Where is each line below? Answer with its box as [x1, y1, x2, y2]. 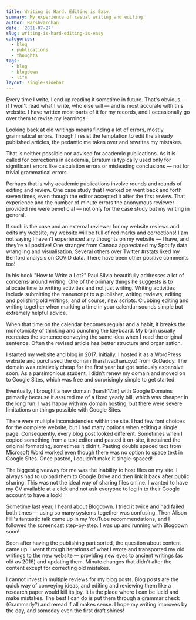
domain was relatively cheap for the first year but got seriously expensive [6, 363, 184, 370]
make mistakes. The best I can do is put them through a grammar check [6, 595, 180, 601]
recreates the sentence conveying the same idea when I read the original [6, 333, 183, 340]
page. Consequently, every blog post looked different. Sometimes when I [6, 430, 183, 437]
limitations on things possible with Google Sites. [6, 406, 122, 413]
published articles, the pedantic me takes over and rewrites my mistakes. [6, 139, 183, 145]
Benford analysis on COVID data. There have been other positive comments [6, 254, 189, 261]
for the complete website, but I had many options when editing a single [6, 424, 178, 430]
